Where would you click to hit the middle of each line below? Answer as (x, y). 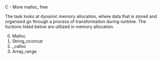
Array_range (24, 51)
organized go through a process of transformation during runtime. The (76, 22)
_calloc (19, 46)
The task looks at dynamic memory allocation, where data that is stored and (81, 16)
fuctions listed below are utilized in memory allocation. (60, 27)
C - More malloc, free (27, 7)
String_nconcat (27, 41)
